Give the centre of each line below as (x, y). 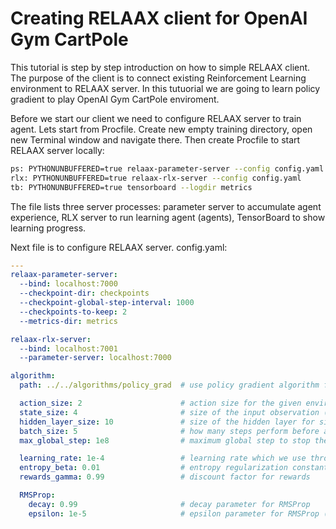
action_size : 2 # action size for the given (160, 403)
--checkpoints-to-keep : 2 (73, 312)
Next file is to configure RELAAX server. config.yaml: (119, 247)
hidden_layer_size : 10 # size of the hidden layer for (167, 422)
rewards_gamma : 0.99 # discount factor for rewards (165, 477)
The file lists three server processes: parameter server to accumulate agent (166, 206)
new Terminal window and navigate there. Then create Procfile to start (155, 139)
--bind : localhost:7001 (68, 348)
